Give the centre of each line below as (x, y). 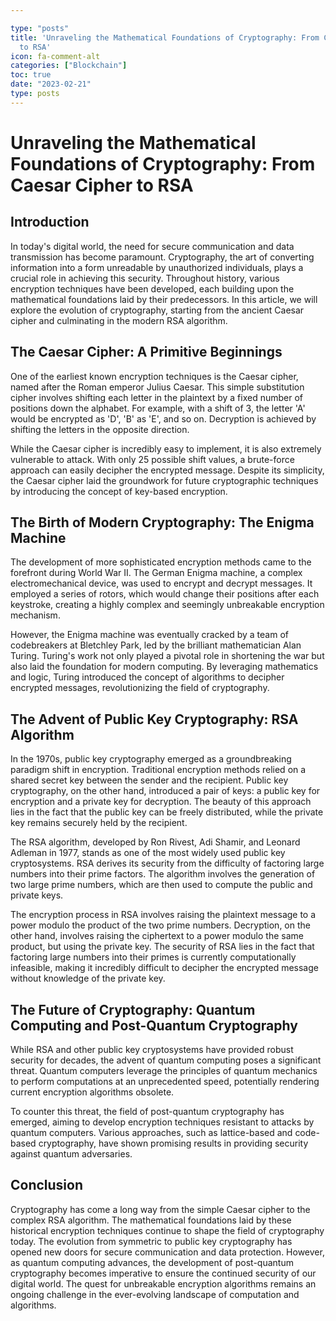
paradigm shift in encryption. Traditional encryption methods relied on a (158, 770)
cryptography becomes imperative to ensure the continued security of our (163, 1273)
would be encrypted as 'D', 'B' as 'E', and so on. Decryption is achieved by (163, 418)
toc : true (31, 75)
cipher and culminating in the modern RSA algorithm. (119, 320)
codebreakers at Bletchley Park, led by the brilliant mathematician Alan (156, 645)
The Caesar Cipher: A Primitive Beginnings (146, 352)
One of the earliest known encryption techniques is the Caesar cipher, (154, 376)
